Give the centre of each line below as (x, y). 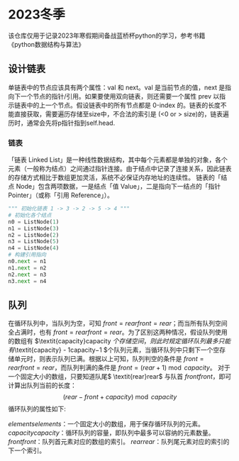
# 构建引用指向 (27, 255)
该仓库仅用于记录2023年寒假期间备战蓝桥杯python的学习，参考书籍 (107, 35)
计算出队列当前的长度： (42, 385)
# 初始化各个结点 (30, 215)
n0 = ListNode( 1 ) (34, 222)
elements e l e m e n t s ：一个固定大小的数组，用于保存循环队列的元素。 (106, 424)
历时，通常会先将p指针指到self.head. (62, 123)
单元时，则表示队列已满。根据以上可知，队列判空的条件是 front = (109, 359)
